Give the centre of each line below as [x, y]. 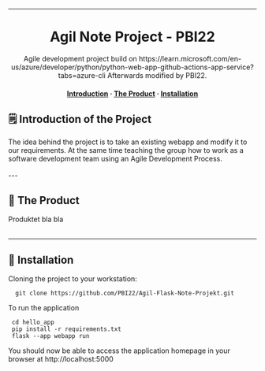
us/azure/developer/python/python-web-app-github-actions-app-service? [132, 67]
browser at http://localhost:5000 [61, 358]
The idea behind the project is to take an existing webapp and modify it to [128, 142]
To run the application [44, 307]
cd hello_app [33, 322]
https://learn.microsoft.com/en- [190, 58]
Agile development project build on [80, 58]
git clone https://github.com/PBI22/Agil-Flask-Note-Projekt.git [125, 293]
